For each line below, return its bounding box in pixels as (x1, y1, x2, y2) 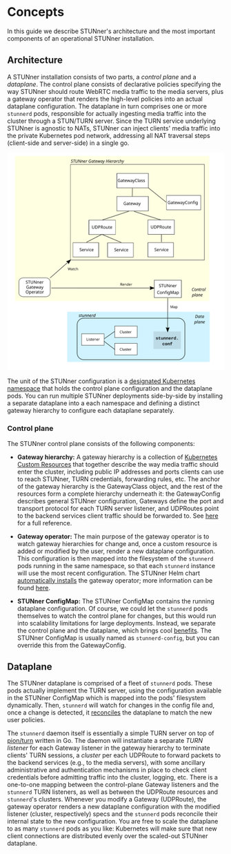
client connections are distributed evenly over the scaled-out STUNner (7, 832, 208, 840)
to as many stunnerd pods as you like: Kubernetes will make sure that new (7, 824, 217, 833)
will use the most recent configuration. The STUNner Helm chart (17, 569, 200, 577)
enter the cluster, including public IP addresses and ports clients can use (17, 467, 224, 476)
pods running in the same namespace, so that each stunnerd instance (17, 561, 216, 570)
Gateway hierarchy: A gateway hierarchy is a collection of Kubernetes (17, 453, 218, 461)
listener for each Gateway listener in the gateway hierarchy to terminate (7, 744, 210, 753)
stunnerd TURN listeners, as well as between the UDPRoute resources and (7, 788, 219, 796)
